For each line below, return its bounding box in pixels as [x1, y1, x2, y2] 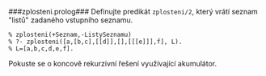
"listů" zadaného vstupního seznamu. [8, 15, 133, 25]
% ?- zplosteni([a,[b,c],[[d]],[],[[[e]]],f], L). [8, 38, 183, 46]
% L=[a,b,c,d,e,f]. [8, 45, 74, 53]
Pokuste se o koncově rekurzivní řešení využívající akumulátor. [8, 59, 217, 68]
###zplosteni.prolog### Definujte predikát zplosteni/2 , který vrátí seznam [8, 7, 259, 16]
